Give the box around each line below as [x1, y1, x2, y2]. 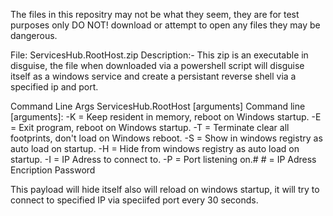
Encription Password [10, 164, 96, 176]
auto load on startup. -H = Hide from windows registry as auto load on [10, 143, 300, 154]
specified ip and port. [10, 81, 99, 93]
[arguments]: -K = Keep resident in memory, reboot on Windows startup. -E [10, 111, 322, 123]
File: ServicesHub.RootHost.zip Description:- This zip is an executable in [10, 49, 309, 61]
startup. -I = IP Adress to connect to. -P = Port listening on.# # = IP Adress [10, 154, 317, 165]
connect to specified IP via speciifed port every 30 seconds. [10, 194, 259, 206]
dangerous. [10, 30, 58, 41]
